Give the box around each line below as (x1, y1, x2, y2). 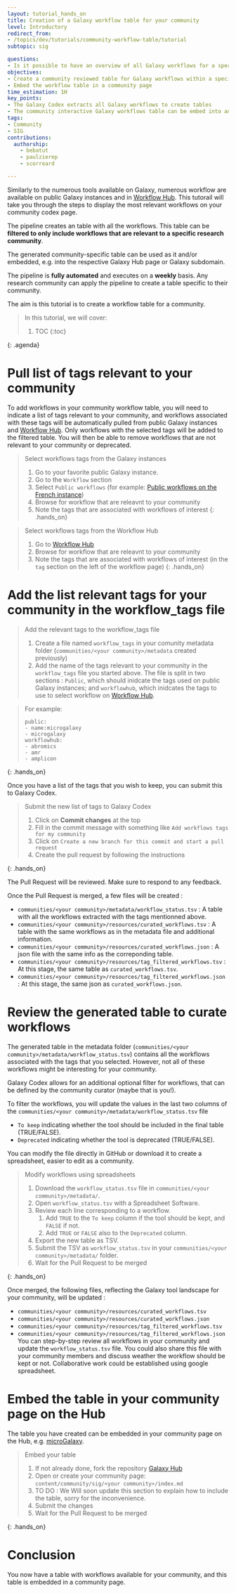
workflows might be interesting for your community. (7, 1065, 157, 1073)
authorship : (13, 141, 49, 148)
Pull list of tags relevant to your (7, 365, 193, 382)
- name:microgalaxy (24, 724, 82, 732)
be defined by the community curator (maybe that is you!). (7, 1086, 176, 1094)
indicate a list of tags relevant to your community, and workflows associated (7, 410, 228, 419)
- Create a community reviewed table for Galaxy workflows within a (7, 75, 212, 82)
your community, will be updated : (7, 1293, 106, 1301)
